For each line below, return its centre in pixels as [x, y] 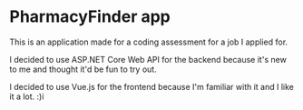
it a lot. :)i [27, 96]
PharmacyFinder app [90, 17]
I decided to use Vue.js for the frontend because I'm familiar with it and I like [152, 86]
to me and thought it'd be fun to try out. [83, 69]
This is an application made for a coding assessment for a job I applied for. [149, 42]
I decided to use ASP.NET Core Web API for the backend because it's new [148, 59]
